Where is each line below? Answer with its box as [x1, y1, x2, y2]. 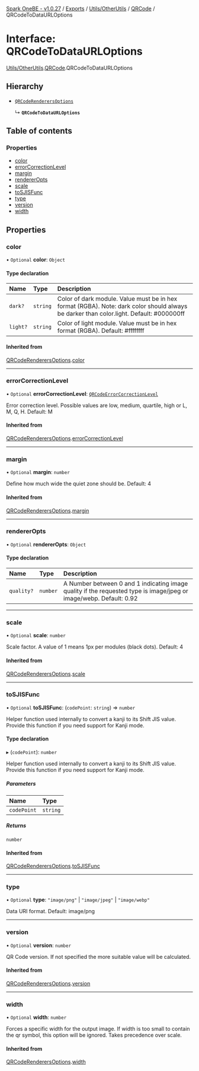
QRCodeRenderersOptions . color [6, 356, 85, 364]
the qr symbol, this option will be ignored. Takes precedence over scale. [6, 1032, 182, 1039]
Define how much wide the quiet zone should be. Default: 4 [6, 480, 151, 487]
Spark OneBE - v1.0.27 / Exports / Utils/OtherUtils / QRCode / [6, 5, 155, 12]
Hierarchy [6, 81, 44, 91]
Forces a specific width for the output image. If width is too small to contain [6, 1025, 191, 1032]
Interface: [6, 32, 56, 46]
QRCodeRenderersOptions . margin [6, 507, 89, 514]
